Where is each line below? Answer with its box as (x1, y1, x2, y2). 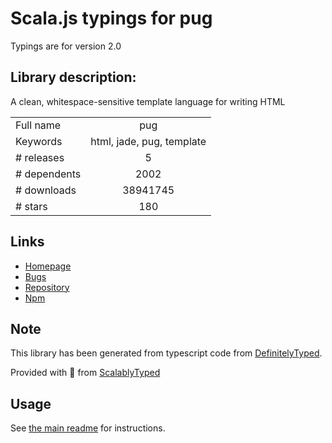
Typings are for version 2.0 (10, 40, 122, 52)
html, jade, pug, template (90, 134, 207, 148)
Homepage (24, 260, 72, 272)
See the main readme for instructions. (10, 422, 166, 434)
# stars (15, 199, 48, 213)
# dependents (15, 167, 82, 181)
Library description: (10, 69, 137, 86)
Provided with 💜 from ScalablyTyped (10, 367, 161, 379)
